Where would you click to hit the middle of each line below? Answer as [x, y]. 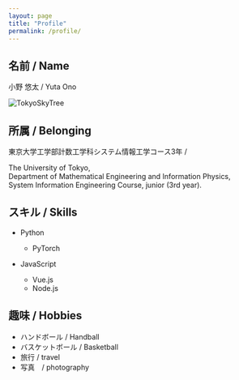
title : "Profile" [38, 23]
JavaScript [38, 263]
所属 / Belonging [50, 130]
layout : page [30, 16]
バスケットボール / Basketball [69, 347]
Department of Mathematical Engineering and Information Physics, [119, 176]
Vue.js [43, 280]
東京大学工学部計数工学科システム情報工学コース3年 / [98, 152]
